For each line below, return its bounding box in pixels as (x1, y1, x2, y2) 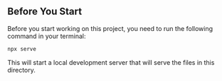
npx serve (7, 45, 37, 52)
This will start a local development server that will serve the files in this (7, 58, 215, 66)
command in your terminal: (7, 32, 86, 40)
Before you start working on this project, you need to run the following (7, 24, 213, 32)
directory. (7, 66, 36, 74)
